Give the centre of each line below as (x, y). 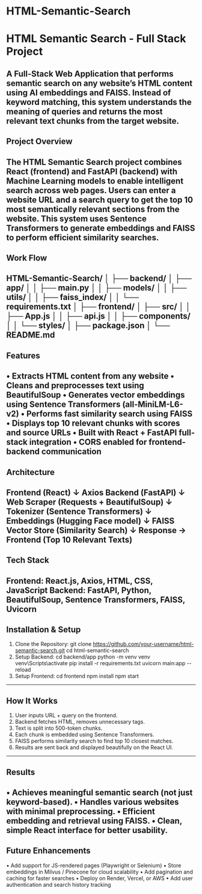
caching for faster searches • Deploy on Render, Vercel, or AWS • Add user (100, 878)
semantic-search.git (40, 651)
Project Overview (39, 142)
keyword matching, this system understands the (99, 102)
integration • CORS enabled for (88, 442)
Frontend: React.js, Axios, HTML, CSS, (80, 581)
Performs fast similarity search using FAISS (109, 414)
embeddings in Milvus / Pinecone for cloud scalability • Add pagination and (100, 872)
